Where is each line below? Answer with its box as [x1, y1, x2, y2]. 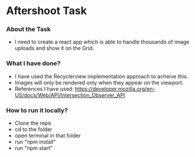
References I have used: [14, 85, 74, 92]
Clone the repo [14, 119, 51, 127]
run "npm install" [14, 138, 56, 145]
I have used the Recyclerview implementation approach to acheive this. [14, 72, 188, 80]
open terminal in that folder [14, 132, 81, 139]
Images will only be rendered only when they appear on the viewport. [14, 79, 184, 86]
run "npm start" [14, 145, 53, 152]
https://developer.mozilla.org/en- [74, 85, 155, 92]
